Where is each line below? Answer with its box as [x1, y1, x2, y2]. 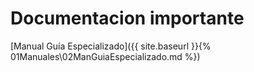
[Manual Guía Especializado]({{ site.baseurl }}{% [10, 40, 212, 52]
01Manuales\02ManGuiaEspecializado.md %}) [10, 50, 201, 62]
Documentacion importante [10, 7, 245, 30]
